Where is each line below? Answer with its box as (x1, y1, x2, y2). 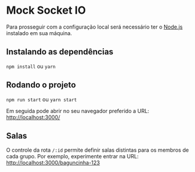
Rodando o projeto (6, 80, 76, 90)
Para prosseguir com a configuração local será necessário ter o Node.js (6, 23, 183, 30)
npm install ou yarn (6, 62, 55, 70)
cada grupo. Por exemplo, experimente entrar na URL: (6, 153, 139, 160)
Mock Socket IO (6, 4, 86, 17)
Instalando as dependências (6, 47, 114, 57)
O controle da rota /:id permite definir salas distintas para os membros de (6, 146, 189, 154)
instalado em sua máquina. (6, 29, 73, 36)
